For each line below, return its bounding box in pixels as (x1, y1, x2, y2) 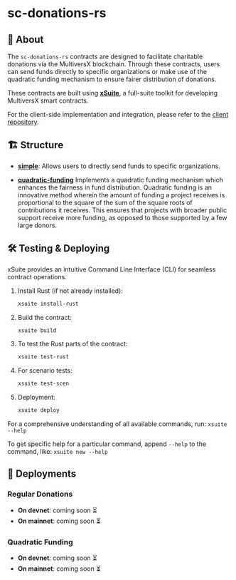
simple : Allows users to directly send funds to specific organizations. (17, 162, 220, 170)
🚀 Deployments (7, 468, 77, 480)
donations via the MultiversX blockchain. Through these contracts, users (7, 60, 220, 68)
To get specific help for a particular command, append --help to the (7, 440, 207, 448)
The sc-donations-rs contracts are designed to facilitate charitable (7, 52, 203, 61)
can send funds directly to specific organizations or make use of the (7, 68, 208, 76)
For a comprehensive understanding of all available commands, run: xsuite (7, 420, 227, 428)
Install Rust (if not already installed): (17, 286, 123, 295)
